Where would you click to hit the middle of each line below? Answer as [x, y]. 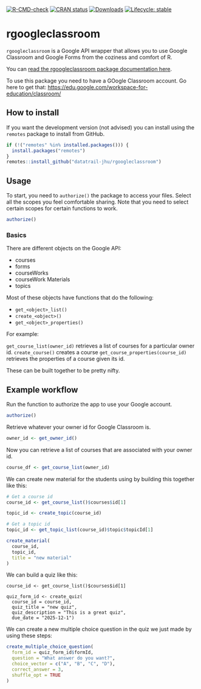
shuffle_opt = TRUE [36, 675]
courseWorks [32, 273]
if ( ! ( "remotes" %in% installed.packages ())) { [68, 145]
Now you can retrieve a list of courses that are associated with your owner [99, 450]
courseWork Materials [43, 279]
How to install [33, 113]
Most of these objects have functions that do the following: [80, 298]
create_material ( [28, 541]
